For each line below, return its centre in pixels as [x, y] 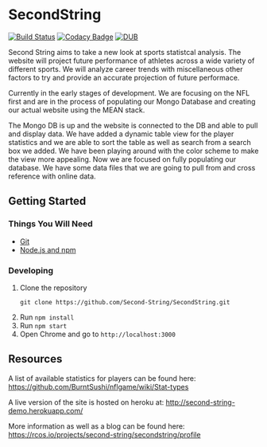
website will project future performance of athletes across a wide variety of [132, 61]
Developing [31, 270]
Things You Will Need [50, 224]
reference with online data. [52, 176]
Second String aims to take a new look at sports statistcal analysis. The [125, 52]
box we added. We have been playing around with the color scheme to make [133, 151]
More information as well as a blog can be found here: [97, 426]
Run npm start [43, 325]
